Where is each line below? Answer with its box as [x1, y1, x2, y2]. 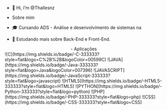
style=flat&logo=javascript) [5, 78, 61, 84]
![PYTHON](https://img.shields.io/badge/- [75, 83, 162, 89]
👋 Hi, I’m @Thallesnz [12, 5, 55, 11]
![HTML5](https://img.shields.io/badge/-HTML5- [62, 78, 162, 84]
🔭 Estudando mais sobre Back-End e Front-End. [12, 36, 111, 42]
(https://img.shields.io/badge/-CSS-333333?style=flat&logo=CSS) [5, 99, 142, 105]
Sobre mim [12, 15, 35, 20]
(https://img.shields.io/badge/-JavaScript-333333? [5, 73, 111, 78]
